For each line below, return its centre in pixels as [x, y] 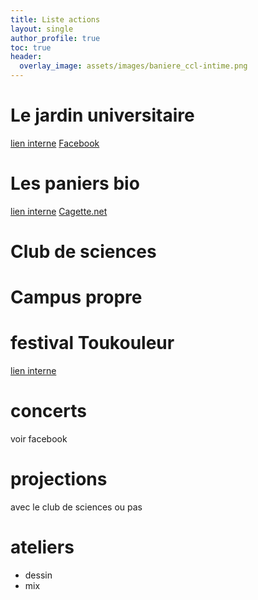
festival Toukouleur [92, 343]
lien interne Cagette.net [59, 211]
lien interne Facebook [55, 143]
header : [26, 57]
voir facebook [39, 439]
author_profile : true [55, 38]
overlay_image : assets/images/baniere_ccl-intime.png [133, 66]
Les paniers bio [75, 183]
